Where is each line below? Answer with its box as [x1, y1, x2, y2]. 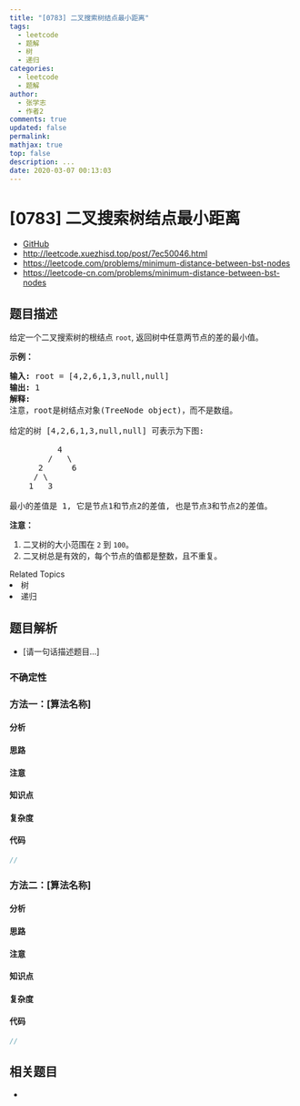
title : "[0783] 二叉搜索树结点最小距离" [9, 13, 150, 23]
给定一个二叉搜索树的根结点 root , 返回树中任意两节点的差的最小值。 [9, 332, 264, 343]
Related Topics [9, 568, 65, 579]
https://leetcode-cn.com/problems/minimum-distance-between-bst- [22, 268, 280, 279]
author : [9, 89, 39, 98]
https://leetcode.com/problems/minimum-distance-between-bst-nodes [22, 258, 291, 269]
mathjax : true [9, 140, 64, 149]
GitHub [22, 239, 50, 250]
